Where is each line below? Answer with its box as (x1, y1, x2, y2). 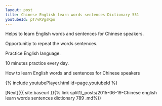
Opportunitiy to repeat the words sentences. (5, 41, 98, 47)
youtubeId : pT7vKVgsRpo (5, 17, 56, 22)
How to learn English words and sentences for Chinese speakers (5, 70, 140, 76)
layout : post (5, 7, 33, 13)
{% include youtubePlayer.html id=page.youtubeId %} (5, 80, 118, 86)
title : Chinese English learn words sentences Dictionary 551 (5, 12, 139, 17)
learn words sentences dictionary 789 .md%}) (5, 95, 101, 101)
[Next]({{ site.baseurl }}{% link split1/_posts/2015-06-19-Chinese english (5, 90, 157, 96)
